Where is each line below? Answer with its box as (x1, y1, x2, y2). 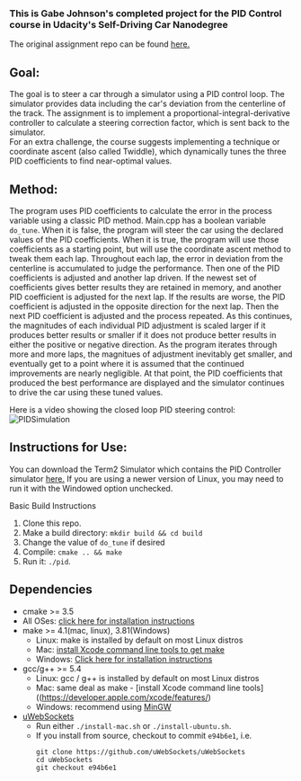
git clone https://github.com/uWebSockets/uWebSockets (35, 747, 245, 757)
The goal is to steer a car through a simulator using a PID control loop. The (9, 89, 285, 100)
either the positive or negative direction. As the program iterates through (9, 339, 278, 350)
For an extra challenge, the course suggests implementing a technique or (9, 137, 280, 147)
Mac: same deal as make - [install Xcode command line (35, 682, 241, 693)
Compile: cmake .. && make (22, 546, 123, 557)
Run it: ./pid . (22, 555, 72, 566)
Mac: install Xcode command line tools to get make (35, 643, 225, 654)
